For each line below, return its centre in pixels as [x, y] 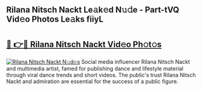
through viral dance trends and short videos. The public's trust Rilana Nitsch [101, 75]
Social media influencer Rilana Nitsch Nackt [136, 62]
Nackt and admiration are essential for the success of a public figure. [92, 81]
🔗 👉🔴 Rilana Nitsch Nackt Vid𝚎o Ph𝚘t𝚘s [84, 44]
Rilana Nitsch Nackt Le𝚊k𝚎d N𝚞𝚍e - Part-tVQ [93, 10]
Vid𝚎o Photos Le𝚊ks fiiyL [55, 20]
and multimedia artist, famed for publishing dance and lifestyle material [95, 68]
